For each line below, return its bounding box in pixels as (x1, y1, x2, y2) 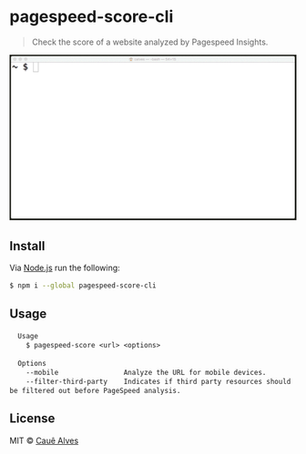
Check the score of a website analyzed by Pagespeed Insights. (31, 36, 269, 47)
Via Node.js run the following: (9, 262, 120, 274)
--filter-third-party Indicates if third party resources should (25, 377, 291, 386)
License (9, 411, 56, 427)
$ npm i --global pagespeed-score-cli (9, 281, 157, 290)
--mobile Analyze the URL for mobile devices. (25, 368, 267, 377)
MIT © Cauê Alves (9, 435, 79, 446)
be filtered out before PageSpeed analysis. (9, 386, 181, 395)
